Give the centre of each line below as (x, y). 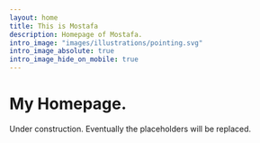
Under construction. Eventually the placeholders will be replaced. (130, 129)
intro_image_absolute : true (62, 51)
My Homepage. (68, 104)
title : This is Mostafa (54, 26)
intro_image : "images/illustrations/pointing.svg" (106, 43)
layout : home (34, 18)
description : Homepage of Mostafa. (76, 34)
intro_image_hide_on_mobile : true (74, 59)
